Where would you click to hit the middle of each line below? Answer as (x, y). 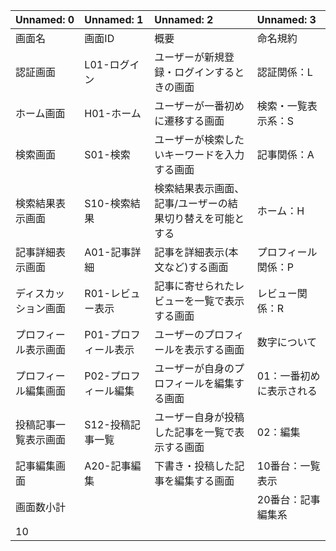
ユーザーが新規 (189, 57)
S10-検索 (107, 203)
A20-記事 (108, 466)
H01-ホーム (113, 113)
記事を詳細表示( (191, 252)
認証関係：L (284, 72)
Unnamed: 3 (286, 19)
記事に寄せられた (194, 286)
